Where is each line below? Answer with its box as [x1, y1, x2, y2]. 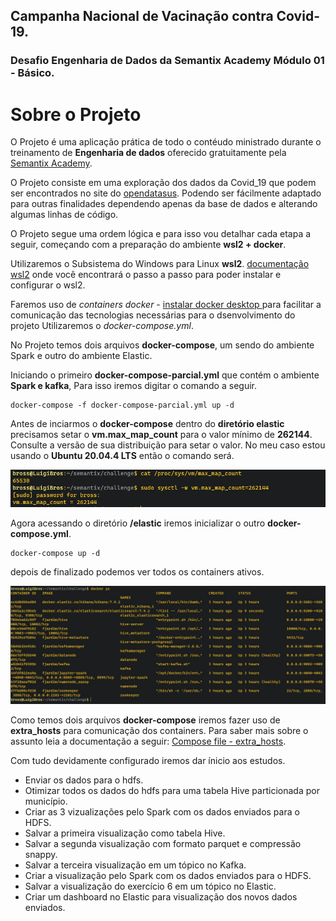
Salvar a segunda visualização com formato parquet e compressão [24, 837, 302, 849]
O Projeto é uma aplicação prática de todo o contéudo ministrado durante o [10, 136, 322, 148]
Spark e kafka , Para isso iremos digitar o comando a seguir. [10, 380, 257, 392]
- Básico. [10, 66, 55, 80]
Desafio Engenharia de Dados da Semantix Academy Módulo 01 [10, 54, 325, 68]
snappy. [24, 848, 58, 860]
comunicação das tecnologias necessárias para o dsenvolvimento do [10, 309, 296, 321]
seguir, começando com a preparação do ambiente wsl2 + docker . [10, 239, 287, 251]
